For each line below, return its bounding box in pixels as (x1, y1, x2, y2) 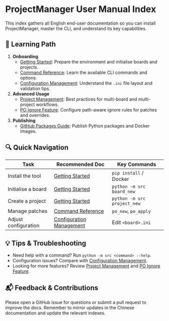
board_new (112, 188, 136, 194)
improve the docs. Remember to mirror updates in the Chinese (5, 305, 135, 311)
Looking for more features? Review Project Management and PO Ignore (12, 263, 160, 269)
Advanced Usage (12, 90, 50, 96)
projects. (20, 64, 39, 70)
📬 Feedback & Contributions (5, 283, 99, 292)
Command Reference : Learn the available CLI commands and (20, 69, 147, 75)
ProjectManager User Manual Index (5, 4, 156, 15)
